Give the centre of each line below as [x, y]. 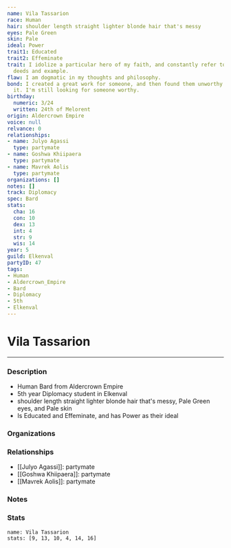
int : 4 [23, 231]
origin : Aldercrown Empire [46, 116]
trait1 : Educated [32, 52]
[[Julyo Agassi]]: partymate [56, 467]
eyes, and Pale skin [44, 408]
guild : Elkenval [30, 256]
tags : [15, 269]
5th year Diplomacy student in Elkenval [72, 394]
